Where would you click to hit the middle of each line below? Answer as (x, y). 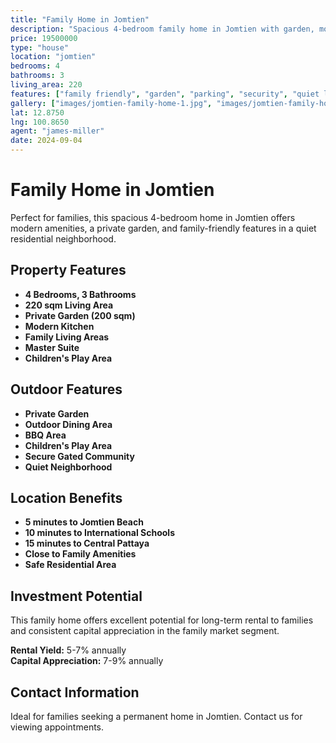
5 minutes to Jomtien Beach (84, 522)
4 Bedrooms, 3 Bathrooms (80, 294)
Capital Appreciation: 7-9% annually (87, 661)
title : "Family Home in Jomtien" (80, 19)
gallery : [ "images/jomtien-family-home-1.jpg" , (111, 103)
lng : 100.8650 (40, 122)
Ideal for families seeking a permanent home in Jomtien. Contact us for (156, 716)
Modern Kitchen (59, 326)
